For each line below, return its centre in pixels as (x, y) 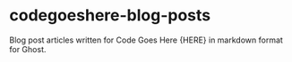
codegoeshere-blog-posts (110, 15)
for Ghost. (28, 49)
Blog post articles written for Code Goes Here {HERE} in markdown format (146, 40)
